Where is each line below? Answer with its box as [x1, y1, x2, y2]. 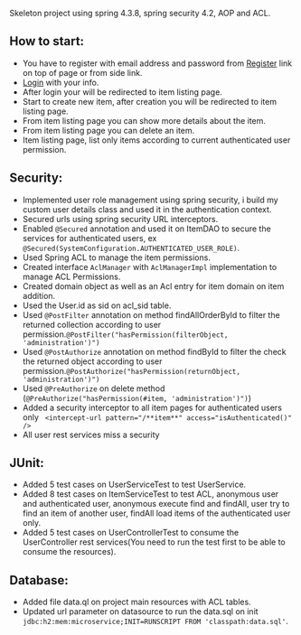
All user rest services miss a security [22, 429, 160, 440]
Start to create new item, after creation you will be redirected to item [22, 96, 277, 107]
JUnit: [9, 455, 45, 471]
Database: [9, 573, 70, 588]
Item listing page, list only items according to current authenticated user [22, 135, 291, 145]
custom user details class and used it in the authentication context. [22, 203, 272, 215]
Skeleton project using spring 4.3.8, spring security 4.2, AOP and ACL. [9, 8, 271, 18]
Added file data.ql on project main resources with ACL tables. [22, 596, 251, 608]
